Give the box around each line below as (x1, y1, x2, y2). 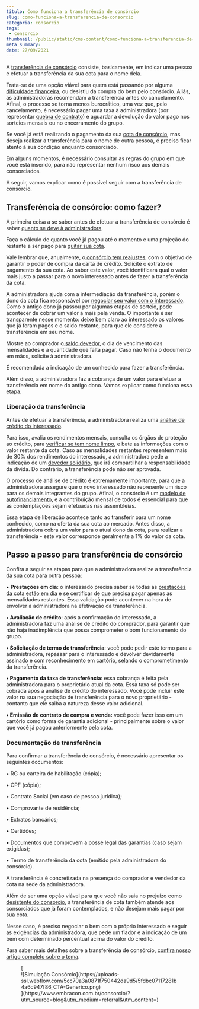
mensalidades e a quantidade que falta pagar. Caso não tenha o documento (6, 346, 191, 353)
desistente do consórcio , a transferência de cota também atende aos (6, 898, 175, 905)
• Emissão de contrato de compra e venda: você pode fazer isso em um (6, 711, 184, 718)
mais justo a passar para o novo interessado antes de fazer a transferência (6, 272, 188, 279)
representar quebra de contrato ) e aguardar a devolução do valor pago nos (6, 113, 190, 120)
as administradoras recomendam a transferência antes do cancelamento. (6, 94, 185, 101)
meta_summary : (6, 42, 41, 48)
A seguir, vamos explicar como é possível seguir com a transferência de (6, 179, 182, 186)
